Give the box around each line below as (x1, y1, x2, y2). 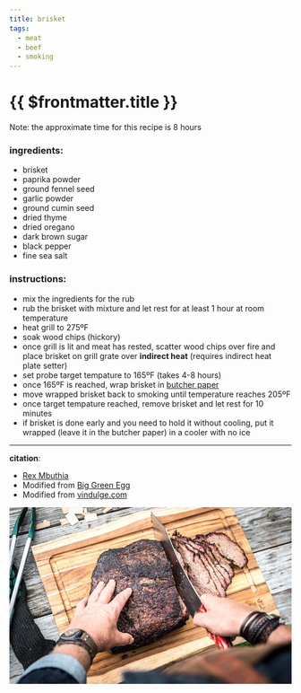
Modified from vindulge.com (21, 489, 128, 500)
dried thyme (21, 212, 67, 224)
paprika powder (21, 174, 82, 185)
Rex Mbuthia (21, 469, 69, 480)
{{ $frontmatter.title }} (9, 92, 178, 112)
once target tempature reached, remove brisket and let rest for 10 (21, 398, 264, 408)
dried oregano (21, 222, 75, 232)
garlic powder (21, 193, 74, 204)
